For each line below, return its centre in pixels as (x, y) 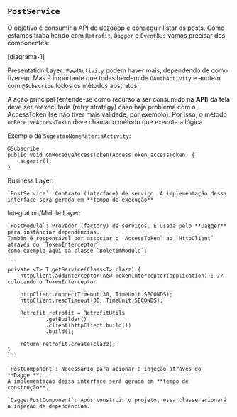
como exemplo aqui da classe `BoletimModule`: (77, 251)
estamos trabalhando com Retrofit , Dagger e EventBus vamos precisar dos (116, 35)
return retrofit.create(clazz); (68, 344)
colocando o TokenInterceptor (52, 282)
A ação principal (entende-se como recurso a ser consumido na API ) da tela (119, 99)
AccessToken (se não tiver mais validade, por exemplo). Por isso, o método (117, 114)
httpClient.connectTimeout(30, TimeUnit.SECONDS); (97, 294)
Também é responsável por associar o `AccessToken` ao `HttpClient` (111, 238)
